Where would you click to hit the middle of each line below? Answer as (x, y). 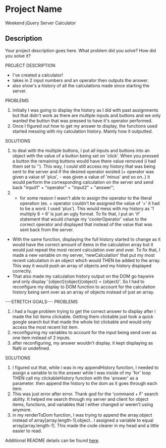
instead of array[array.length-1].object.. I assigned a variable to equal (83, 420)
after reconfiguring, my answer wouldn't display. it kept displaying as (83, 343)
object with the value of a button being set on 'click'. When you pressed (85, 155)
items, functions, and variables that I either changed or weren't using (83, 404)
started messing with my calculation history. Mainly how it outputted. (83, 131)
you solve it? (18, 56)
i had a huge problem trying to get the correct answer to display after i (84, 311)
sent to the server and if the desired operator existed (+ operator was (83, 171)
